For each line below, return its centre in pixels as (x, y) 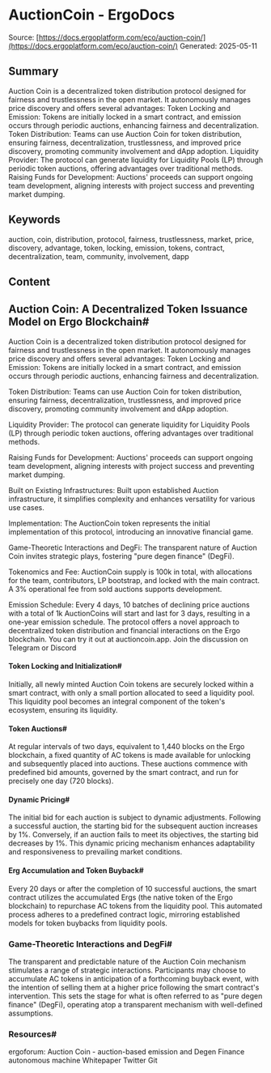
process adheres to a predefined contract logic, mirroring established (124, 914)
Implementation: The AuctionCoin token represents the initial (109, 523)
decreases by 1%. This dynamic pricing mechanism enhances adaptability (132, 843)
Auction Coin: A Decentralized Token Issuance (128, 309)
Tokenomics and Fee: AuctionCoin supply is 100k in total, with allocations (130, 572)
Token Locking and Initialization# (66, 666)
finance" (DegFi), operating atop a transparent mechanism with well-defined (135, 1004)
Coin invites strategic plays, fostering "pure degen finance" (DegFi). (121, 556)
